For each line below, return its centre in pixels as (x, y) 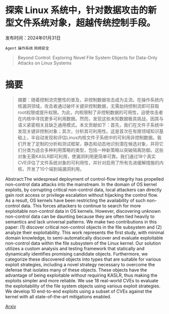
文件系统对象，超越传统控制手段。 (85, 23)
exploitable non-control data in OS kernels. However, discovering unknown (83, 211)
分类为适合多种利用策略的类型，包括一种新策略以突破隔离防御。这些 (93, 150)
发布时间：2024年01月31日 (33, 38)
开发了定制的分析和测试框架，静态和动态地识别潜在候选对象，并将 (91, 143)
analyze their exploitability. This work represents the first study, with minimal (85, 232)
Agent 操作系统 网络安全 (27, 48)
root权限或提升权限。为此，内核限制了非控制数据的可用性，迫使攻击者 (90, 112)
